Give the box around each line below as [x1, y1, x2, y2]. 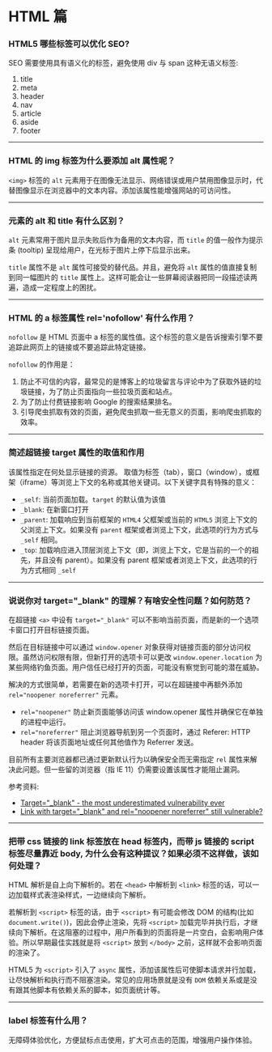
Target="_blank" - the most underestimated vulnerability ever [19, 798, 225, 808]
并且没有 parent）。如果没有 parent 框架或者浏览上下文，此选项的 [34, 555, 251, 565]
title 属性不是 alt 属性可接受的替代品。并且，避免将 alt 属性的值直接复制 [8, 262, 257, 272]
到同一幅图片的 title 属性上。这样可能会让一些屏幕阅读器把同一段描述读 [8, 273, 251, 282]
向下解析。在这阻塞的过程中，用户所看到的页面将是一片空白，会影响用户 [15, 927, 257, 937]
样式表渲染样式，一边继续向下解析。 [29, 890, 151, 900]
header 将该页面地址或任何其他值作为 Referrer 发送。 [19, 737, 198, 747]
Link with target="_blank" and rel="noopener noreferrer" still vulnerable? [19, 806, 263, 816]
